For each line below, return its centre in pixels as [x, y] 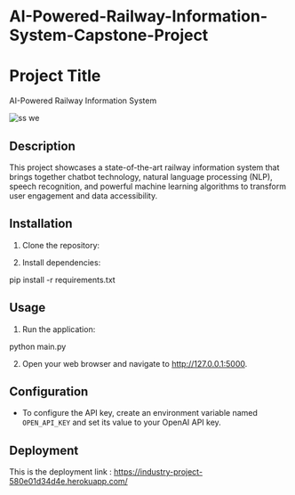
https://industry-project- [158, 472]
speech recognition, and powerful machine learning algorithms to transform [148, 186]
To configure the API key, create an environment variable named [140, 413]
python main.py [38, 346]
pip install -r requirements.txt [62, 280]
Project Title [55, 76]
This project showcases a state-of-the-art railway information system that [144, 167]
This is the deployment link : [61, 472]
